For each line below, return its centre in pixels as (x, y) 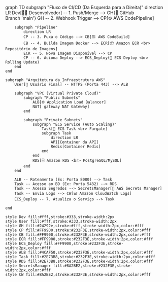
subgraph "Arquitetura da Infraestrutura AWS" (55, 80)
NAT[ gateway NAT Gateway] (61, 107)
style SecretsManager (28, 266)
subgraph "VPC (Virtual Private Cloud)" (58, 93)
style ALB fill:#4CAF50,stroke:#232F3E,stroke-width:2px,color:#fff (79, 253)
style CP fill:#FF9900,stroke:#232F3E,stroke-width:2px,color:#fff (78, 230)
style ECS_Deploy (24, 243)
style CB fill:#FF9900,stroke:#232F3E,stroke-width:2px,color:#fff (78, 235)
